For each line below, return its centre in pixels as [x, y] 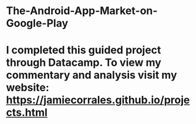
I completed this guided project [84, 50]
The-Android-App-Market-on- [82, 11]
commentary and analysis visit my [92, 75]
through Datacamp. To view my [84, 63]
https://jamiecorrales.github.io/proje [98, 100]
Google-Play [37, 23]
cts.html [27, 113]
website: [28, 88]
